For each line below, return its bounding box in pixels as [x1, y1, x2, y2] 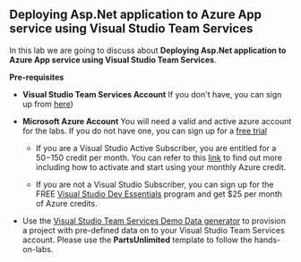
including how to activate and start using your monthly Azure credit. [35, 161, 287, 173]
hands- [254, 234, 281, 245]
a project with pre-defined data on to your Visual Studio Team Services [21, 224, 285, 235]
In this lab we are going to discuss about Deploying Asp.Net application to [9, 45, 287, 55]
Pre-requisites [9, 72, 64, 82]
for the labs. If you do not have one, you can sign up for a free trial [21, 125, 267, 136]
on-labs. [21, 243, 54, 254]
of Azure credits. [35, 198, 98, 208]
